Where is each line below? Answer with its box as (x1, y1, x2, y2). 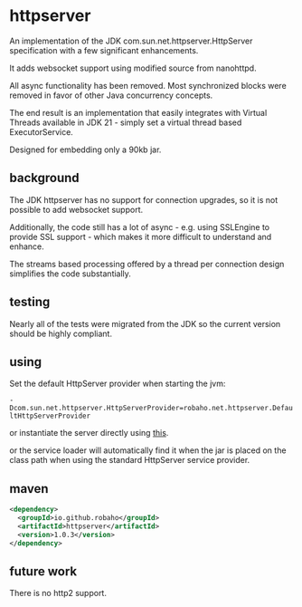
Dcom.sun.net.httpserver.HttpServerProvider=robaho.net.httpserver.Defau (9, 404, 294, 413)
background (9, 170, 80, 186)
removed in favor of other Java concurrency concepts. (9, 90, 213, 101)
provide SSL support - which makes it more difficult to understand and (9, 231, 272, 242)
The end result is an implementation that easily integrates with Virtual (9, 107, 268, 118)
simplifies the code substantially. (9, 268, 131, 279)
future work (9, 564, 78, 579)
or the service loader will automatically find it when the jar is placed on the (9, 445, 287, 456)
